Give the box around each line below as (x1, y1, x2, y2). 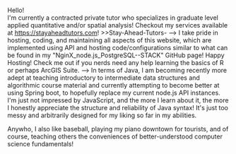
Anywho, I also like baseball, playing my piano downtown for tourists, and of (7, 125, 229, 133)
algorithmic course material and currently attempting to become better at (7, 81, 220, 89)
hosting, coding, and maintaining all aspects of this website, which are (7, 36, 212, 45)
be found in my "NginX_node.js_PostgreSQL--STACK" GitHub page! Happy (7, 51, 225, 59)
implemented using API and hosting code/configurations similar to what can (7, 44, 228, 52)
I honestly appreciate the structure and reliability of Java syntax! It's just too (7, 104, 228, 112)
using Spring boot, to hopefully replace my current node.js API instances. (7, 88, 220, 97)
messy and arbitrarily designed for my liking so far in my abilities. (7, 111, 197, 119)
